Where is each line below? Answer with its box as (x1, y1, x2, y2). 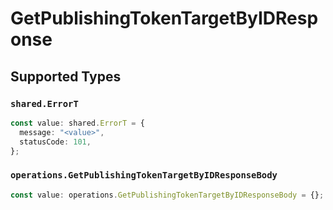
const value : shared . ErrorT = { (10, 118, 145, 128)
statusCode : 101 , (19, 137, 92, 147)
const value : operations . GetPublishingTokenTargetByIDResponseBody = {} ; (10, 190, 325, 200)
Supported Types (10, 68, 122, 85)
